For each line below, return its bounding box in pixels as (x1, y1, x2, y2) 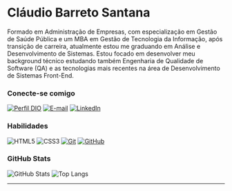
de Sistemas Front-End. (7, 71, 75, 80)
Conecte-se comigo (7, 88, 76, 98)
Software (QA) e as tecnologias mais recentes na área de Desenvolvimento (7, 64, 221, 72)
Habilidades (7, 122, 48, 131)
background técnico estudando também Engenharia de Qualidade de (7, 56, 204, 65)
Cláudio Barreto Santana (7, 5, 151, 21)
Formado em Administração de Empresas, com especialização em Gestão (7, 27, 217, 36)
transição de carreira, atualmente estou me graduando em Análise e (7, 42, 201, 50)
